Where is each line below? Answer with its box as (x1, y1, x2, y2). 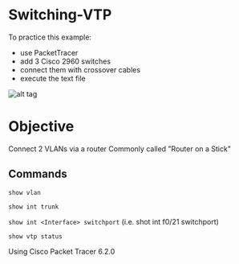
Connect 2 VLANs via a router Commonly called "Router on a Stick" (8, 143, 231, 154)
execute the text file (19, 73, 86, 83)
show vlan (8, 188, 42, 196)
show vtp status (8, 232, 63, 241)
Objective (8, 118, 75, 136)
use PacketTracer (19, 47, 79, 57)
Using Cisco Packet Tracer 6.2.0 (8, 246, 115, 256)
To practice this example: (8, 32, 92, 42)
